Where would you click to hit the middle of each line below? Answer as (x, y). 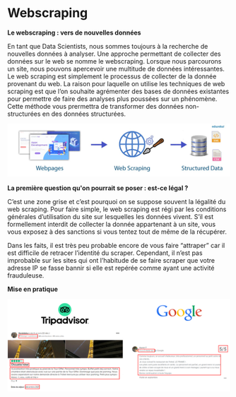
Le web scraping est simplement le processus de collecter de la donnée (112, 76)
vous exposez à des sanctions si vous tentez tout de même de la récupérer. (117, 232)
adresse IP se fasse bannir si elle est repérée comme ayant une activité (111, 268)
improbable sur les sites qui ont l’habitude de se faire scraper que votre (111, 260)
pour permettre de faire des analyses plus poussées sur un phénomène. (112, 99)
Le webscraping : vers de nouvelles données (74, 32)
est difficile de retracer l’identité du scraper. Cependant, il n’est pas (105, 253)
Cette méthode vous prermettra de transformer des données (95, 106)
